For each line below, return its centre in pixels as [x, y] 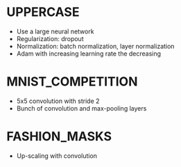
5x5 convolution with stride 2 [58, 101]
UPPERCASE [43, 12]
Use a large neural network [55, 31]
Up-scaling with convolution [57, 156]
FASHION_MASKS [59, 137]
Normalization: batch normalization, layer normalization [95, 46]
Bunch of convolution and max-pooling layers [81, 108]
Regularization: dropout [50, 38]
